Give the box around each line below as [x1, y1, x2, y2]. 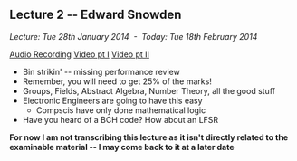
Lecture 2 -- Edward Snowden [9, 7, 182, 23]
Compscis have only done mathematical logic [35, 104, 206, 116]
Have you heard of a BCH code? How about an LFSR [22, 114, 219, 125]
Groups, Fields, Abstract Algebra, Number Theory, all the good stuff [22, 85, 276, 96]
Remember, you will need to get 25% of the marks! [22, 76, 213, 87]
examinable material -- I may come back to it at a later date [9, 141, 235, 152]
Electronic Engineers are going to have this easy [22, 95, 203, 106]
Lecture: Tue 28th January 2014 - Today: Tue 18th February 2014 [9, 31, 258, 42]
